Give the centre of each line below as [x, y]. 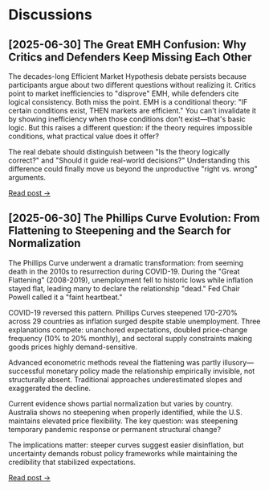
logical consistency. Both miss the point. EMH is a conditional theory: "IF [128, 102]
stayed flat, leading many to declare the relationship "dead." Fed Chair [124, 288]
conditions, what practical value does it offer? [84, 136]
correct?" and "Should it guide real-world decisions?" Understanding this [129, 160]
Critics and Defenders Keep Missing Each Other [130, 57]
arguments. [27, 177]
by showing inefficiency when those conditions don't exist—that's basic [127, 119]
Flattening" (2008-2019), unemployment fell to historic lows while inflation [131, 280]
